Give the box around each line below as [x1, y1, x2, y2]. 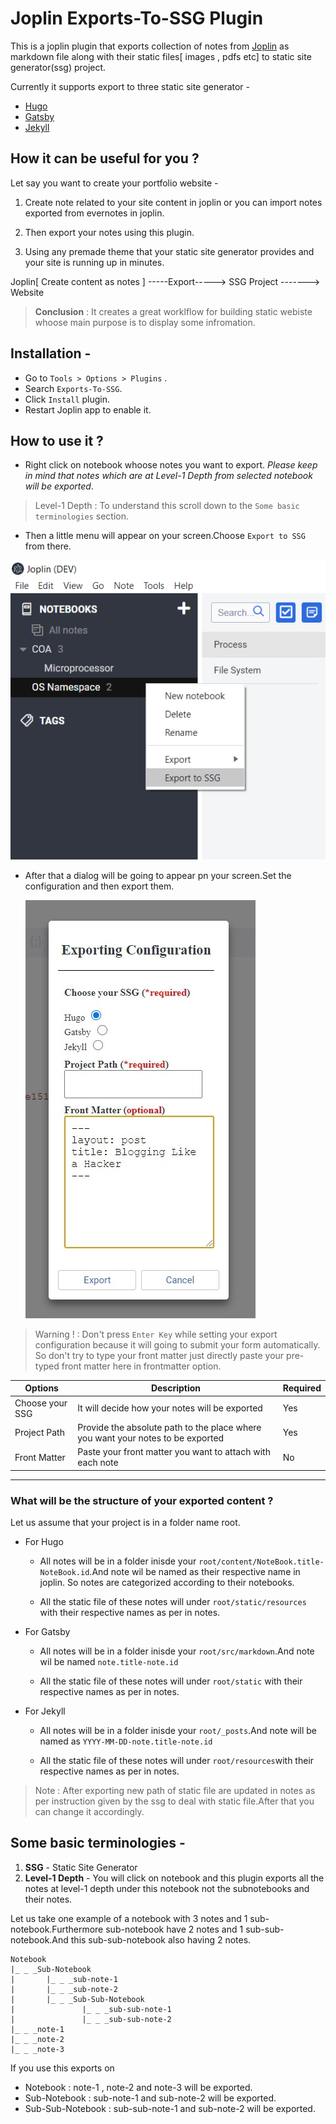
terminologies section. [34, 510, 130, 522]
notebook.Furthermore [10, 1923, 104, 1935]
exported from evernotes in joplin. [24, 207, 165, 219]
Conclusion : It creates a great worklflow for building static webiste [34, 305, 313, 317]
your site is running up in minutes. [24, 256, 165, 268]
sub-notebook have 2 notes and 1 [105, 1923, 244, 1935]
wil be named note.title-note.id [39, 1655, 179, 1667]
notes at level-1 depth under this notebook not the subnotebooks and [24, 1882, 310, 1894]
